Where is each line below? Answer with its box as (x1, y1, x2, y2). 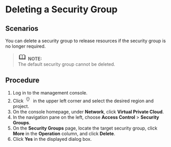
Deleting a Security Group (5, 4, 118, 15)
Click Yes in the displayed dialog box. (12, 136, 92, 142)
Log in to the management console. (12, 89, 88, 96)
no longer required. (5, 43, 46, 49)
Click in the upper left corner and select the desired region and (12, 98, 154, 104)
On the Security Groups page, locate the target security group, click (12, 125, 158, 131)
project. (12, 103, 29, 109)
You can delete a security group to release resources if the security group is (5, 38, 166, 44)
